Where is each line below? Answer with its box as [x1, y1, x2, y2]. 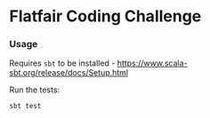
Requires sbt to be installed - [9, 58, 116, 68]
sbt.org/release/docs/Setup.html [9, 67, 129, 78]
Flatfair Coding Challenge [9, 6, 202, 27]
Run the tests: [9, 84, 61, 95]
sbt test [9, 102, 42, 111]
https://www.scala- [117, 58, 188, 68]
